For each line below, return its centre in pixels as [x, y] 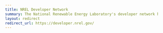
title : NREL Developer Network [37, 9]
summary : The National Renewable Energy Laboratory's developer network [80, 14]
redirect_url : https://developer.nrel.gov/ [50, 23]
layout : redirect [23, 18]
